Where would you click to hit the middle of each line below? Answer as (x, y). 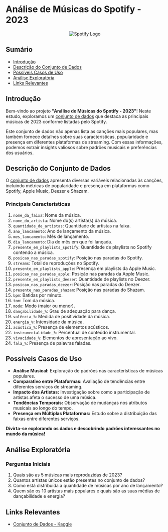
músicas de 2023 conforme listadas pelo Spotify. (56, 121)
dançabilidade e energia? (39, 496)
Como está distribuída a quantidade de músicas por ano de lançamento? (88, 486)
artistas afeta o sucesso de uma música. (55, 397)
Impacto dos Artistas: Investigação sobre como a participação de (81, 392)
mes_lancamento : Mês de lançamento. (51, 236)
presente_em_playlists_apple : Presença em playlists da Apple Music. (85, 268)
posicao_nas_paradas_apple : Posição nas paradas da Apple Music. (81, 274)
